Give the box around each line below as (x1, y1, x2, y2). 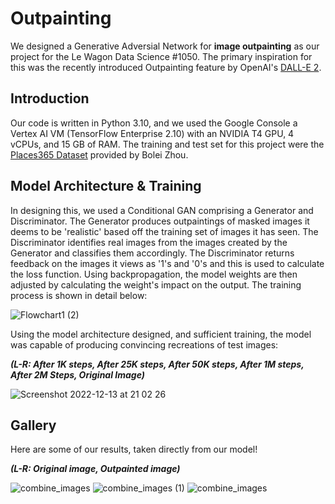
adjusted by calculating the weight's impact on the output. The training (10, 278, 302, 291)
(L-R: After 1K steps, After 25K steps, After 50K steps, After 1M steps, (10, 358, 305, 370)
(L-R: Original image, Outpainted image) (10, 463, 181, 475)
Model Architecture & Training (10, 178, 202, 195)
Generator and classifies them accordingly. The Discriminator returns (10, 247, 295, 259)
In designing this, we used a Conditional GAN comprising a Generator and (10, 204, 314, 216)
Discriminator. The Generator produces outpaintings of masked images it (10, 215, 310, 227)
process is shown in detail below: (10, 289, 148, 301)
